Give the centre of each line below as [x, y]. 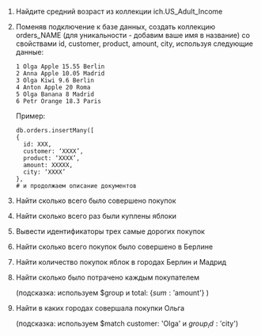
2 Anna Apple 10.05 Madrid [60, 74]
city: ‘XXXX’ [45, 172]
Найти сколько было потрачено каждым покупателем [108, 277]
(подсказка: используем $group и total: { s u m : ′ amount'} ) [112, 293]
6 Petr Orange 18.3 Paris [58, 101]
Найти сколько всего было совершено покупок [96, 200]
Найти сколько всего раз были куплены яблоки [96, 216]
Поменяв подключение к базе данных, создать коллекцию [115, 27]
